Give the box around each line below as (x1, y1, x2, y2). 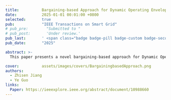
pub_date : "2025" (5, 41, 56, 46)
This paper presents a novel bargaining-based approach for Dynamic (10, 54, 158, 59)
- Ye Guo (10, 78, 28, 83)
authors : (5, 68, 24, 74)
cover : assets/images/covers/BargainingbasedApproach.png (5, 63, 152, 69)
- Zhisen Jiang (10, 73, 42, 78)
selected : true (5, 17, 51, 22)
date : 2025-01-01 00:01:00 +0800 (5, 12, 99, 17)
